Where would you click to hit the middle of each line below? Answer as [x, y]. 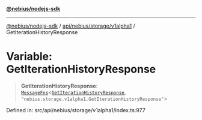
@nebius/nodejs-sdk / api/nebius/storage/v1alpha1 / [71, 26]
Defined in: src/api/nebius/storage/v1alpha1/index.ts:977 [76, 110]
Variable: [29, 57]
